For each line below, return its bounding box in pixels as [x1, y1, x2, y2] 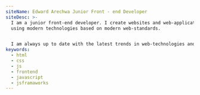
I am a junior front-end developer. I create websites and [11, 20, 161, 26]
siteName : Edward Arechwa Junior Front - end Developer [5, 8, 147, 15]
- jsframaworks [11, 80, 49, 86]
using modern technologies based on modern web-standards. [11, 25, 161, 31]
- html [11, 52, 27, 58]
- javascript [11, 74, 44, 80]
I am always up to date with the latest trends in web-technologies [11, 41, 185, 47]
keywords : [5, 47, 30, 53]
